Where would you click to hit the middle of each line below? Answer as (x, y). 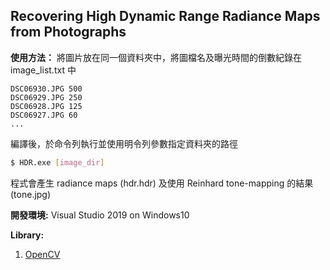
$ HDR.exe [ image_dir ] (57, 162)
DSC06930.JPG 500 (46, 89)
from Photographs (68, 32)
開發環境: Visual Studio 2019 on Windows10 (100, 215)
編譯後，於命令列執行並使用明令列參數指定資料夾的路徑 (124, 143)
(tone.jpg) (31, 194)
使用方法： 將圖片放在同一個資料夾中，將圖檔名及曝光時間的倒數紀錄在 (156, 57)
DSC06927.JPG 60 (44, 115)
